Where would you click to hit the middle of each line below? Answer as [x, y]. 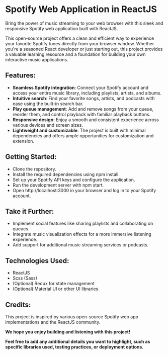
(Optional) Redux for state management [53, 284]
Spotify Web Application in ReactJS [81, 9]
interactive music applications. [37, 59]
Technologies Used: [37, 261]
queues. [21, 229]
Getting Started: [31, 157]
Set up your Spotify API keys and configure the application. [74, 180]
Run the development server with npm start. [58, 185]
